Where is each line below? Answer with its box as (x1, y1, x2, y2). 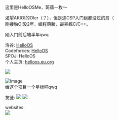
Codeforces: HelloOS (5, 48, 48, 54)
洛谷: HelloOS (5, 42, 33, 48)
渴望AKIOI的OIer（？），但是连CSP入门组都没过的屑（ (5, 15, 115, 21)
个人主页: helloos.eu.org (5, 59, 54, 64)
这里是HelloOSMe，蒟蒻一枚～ (5, 4, 68, 10)
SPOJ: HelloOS (5, 53, 36, 59)
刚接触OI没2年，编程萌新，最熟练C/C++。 (5, 21, 91, 27)
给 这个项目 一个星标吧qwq (5, 84, 58, 90)
